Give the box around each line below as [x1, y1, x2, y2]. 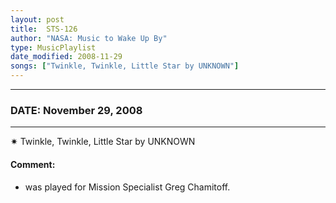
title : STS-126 [10, 24, 78, 34]
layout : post [10, 14, 65, 25]
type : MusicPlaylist [10, 42, 97, 53]
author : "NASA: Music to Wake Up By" [10, 33, 168, 43]
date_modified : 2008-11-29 [10, 52, 123, 62]
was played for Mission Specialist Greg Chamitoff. [24, 181, 231, 193]
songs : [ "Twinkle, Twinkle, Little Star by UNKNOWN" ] [10, 61, 240, 71]
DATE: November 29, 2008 [10, 103, 143, 117]
